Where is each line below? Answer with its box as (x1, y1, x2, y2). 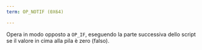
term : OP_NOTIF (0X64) (6, 8, 64, 15)
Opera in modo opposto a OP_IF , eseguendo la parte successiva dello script (6, 31, 196, 38)
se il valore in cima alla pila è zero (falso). (6, 37, 110, 44)
